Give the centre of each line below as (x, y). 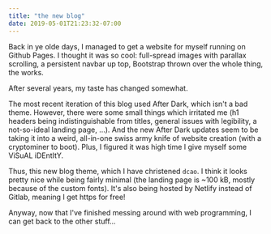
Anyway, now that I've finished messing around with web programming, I (130, 212)
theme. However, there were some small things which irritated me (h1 (124, 112)
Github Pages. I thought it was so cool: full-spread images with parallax (127, 55)
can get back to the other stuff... (62, 221)
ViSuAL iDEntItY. (36, 155)
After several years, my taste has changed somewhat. (98, 88)
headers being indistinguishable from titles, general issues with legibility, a (133, 121)
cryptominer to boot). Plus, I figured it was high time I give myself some (128, 147)
